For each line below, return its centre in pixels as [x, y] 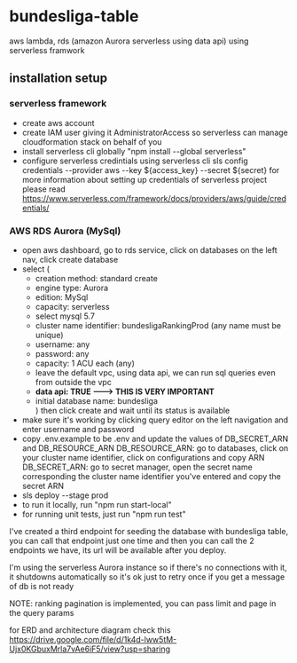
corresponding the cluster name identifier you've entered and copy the [151, 476]
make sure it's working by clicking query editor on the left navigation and [155, 420]
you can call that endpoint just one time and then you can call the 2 [132, 541]
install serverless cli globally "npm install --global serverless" [134, 151]
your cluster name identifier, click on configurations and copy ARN [143, 457]
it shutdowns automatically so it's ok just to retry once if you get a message [147, 576]
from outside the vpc [74, 382]
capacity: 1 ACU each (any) [85, 363]
